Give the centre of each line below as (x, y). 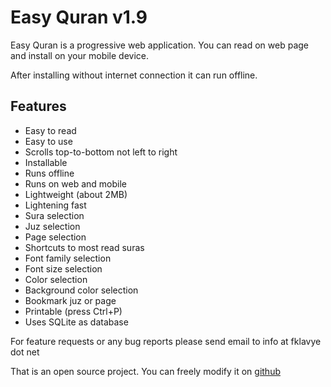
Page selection (55, 237)
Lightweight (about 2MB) (76, 194)
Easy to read (50, 130)
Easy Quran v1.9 (79, 17)
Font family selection (68, 258)
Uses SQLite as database (76, 322)
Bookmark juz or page (70, 300)
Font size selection (63, 268)
